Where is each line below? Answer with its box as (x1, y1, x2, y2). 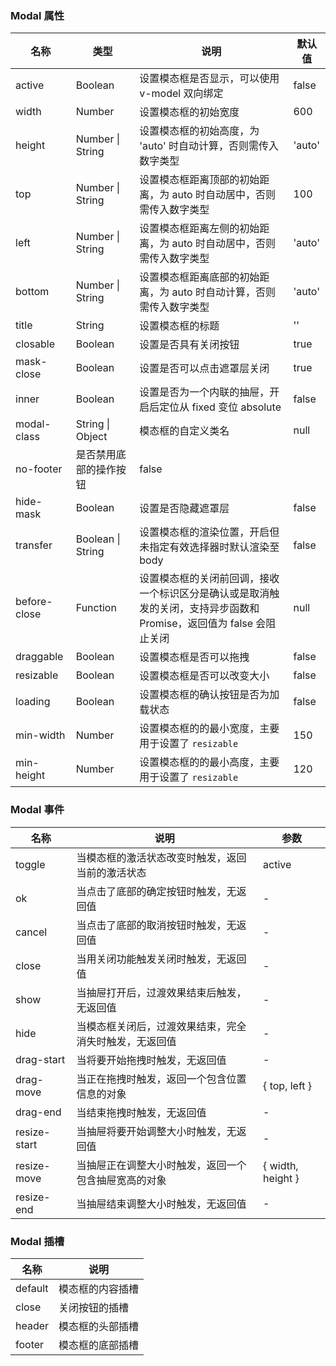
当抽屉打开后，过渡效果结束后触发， (76, 985, 247, 999)
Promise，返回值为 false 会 (139, 617, 267, 631)
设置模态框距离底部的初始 (139, 270, 260, 284)
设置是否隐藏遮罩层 (139, 502, 230, 516)
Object (75, 430, 108, 444)
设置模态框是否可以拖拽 (139, 650, 250, 664)
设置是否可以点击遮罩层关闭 (139, 362, 270, 376)
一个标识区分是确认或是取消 (139, 587, 270, 601)
